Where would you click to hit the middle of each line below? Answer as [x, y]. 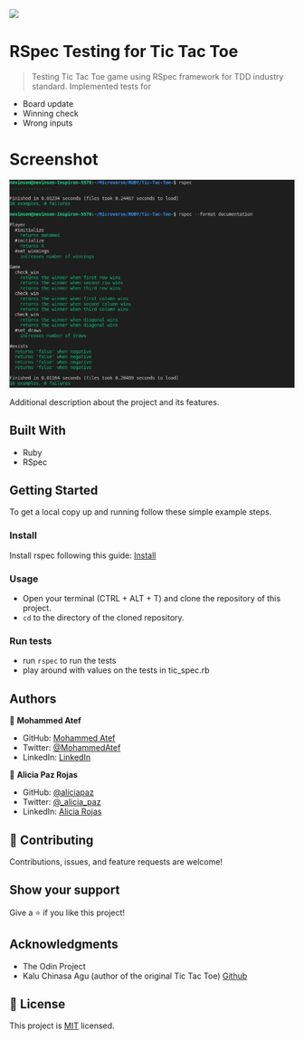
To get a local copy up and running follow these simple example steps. [141, 512]
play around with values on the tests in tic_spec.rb [116, 670]
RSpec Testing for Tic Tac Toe [124, 52]
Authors [33, 699]
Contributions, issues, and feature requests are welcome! [116, 861]
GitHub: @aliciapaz [58, 792]
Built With [38, 431]
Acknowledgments [64, 945]
